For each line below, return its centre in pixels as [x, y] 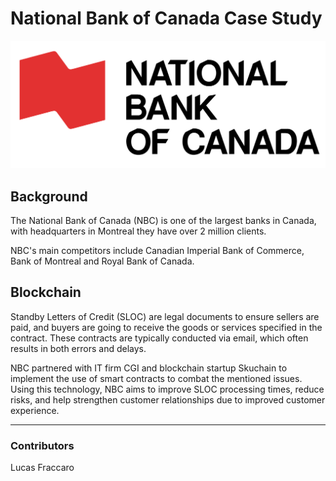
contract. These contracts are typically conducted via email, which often [159, 338]
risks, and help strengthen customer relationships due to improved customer [168, 399]
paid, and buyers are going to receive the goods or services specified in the [166, 327]
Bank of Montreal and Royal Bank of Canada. [102, 261]
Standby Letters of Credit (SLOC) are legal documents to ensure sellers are [165, 316]
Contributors [42, 445]
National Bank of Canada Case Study [166, 18]
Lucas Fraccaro [42, 468]
